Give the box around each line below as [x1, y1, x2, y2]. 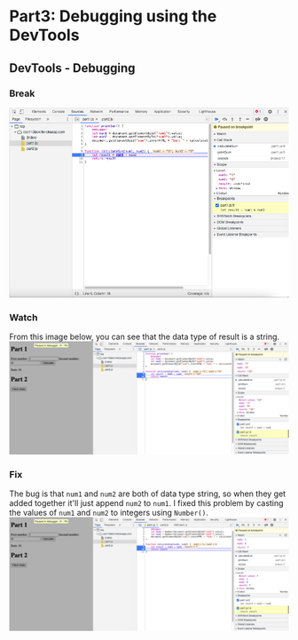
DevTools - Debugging [9, 60, 136, 75]
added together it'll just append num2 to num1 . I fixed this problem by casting [9, 498, 284, 509]
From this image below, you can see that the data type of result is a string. [9, 331, 280, 343]
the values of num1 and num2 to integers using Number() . [9, 508, 208, 518]
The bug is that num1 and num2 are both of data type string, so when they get [9, 488, 286, 499]
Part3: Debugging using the [9, 6, 217, 27]
